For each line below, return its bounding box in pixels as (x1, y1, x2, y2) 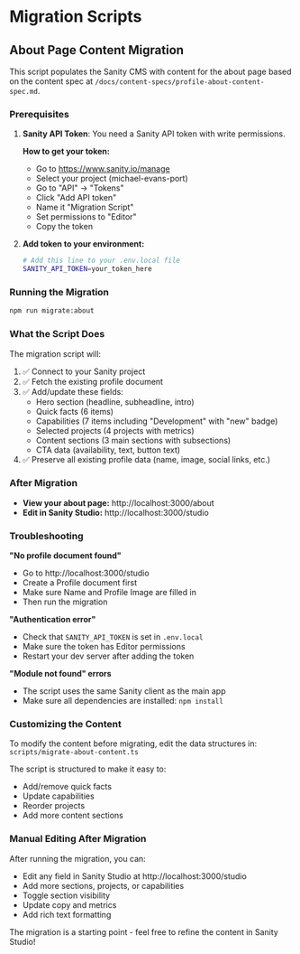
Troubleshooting (9, 529, 84, 542)
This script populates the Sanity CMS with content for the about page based (9, 66, 292, 77)
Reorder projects (22, 800, 86, 811)
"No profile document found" (9, 550, 122, 561)
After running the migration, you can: (9, 853, 146, 864)
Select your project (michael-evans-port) (35, 173, 189, 184)
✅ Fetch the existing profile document (22, 376, 164, 387)
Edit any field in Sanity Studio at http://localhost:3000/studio (22, 870, 248, 882)
